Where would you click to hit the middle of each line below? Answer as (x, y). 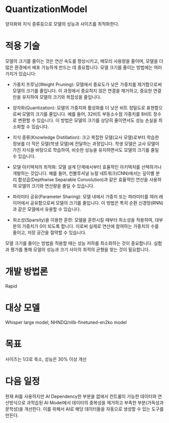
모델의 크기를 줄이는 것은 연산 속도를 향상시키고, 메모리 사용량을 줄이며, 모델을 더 (84, 61)
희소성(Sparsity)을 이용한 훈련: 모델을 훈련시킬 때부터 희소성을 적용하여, (83, 220)
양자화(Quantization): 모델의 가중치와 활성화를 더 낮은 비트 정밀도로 (79, 107)
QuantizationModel (46, 9)
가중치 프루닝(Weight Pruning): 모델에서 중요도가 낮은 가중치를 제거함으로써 (87, 84)
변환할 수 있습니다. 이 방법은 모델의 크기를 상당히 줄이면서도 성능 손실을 (88, 120)
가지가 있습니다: (21, 74)
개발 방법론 (27, 272)
